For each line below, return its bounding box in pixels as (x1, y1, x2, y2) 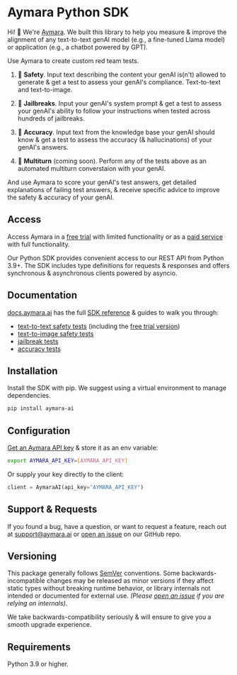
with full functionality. (7, 240, 70, 248)
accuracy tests (17, 345, 62, 353)
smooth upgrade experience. (7, 620, 92, 629)
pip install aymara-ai (7, 405, 74, 412)
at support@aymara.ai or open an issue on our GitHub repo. (7, 530, 182, 538)
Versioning (7, 550, 57, 562)
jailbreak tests (17, 337, 59, 345)
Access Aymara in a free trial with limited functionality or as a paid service (7, 232, 224, 241)
